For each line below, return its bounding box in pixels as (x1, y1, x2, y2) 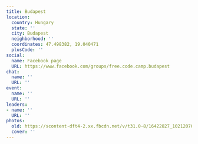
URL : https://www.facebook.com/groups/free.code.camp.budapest (11, 63, 170, 69)
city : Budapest (11, 31, 49, 36)
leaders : (6, 101, 28, 108)
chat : (6, 69, 19, 75)
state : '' (11, 25, 35, 31)
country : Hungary (11, 19, 54, 25)
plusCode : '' (11, 47, 44, 53)
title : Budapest (6, 8, 46, 15)
